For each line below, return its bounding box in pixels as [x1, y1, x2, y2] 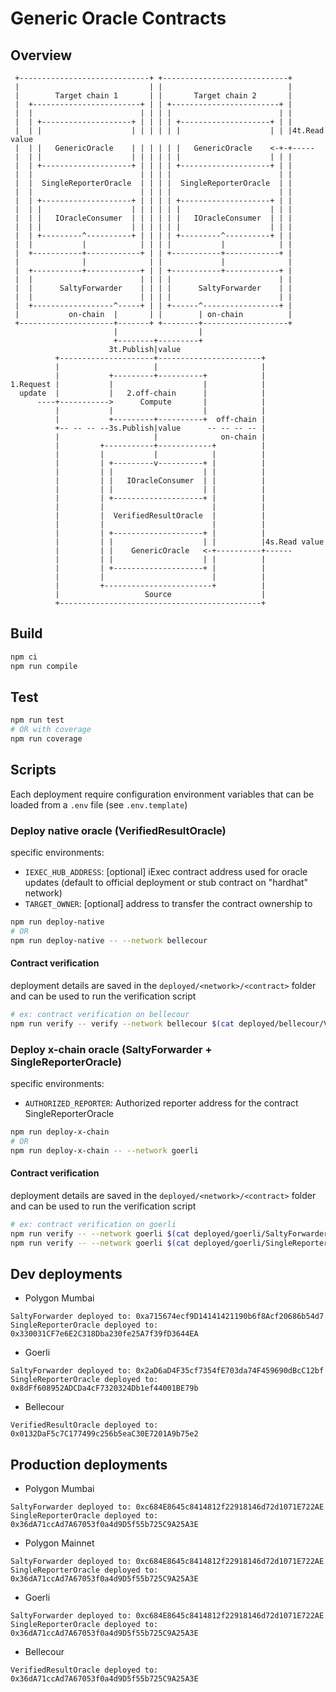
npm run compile [10, 661, 78, 671]
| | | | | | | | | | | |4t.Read [14, 126, 325, 136]
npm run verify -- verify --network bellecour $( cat [10, 1018, 235, 1029]
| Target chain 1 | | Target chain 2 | [14, 91, 293, 101]
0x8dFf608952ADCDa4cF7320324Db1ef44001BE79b [10, 1383, 199, 1394]
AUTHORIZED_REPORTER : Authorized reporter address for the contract [24, 1097, 299, 1109]
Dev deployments [10, 1265, 123, 1282]
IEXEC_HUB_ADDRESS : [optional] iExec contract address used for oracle [24, 866, 308, 878]
